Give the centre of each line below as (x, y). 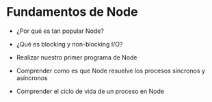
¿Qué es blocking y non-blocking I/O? (69, 44)
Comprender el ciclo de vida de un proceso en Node (90, 91)
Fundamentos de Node (72, 12)
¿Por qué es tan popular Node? (60, 31)
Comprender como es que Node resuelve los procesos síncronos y (111, 71)
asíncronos (32, 78)
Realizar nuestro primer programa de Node (77, 57)
